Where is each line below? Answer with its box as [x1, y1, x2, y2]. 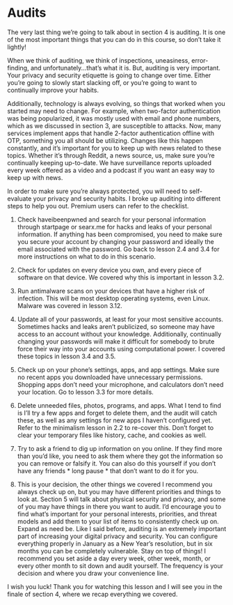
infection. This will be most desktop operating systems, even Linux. [17, 294, 211, 302]
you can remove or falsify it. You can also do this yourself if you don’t [17, 459, 216, 468]
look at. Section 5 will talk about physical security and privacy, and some [17, 495, 226, 503]
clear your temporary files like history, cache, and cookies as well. [17, 431, 207, 439]
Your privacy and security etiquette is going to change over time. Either [7, 71, 211, 79]
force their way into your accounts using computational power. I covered [17, 344, 225, 353]
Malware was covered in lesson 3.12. [17, 301, 123, 309]
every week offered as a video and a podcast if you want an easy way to [7, 166, 215, 174]
